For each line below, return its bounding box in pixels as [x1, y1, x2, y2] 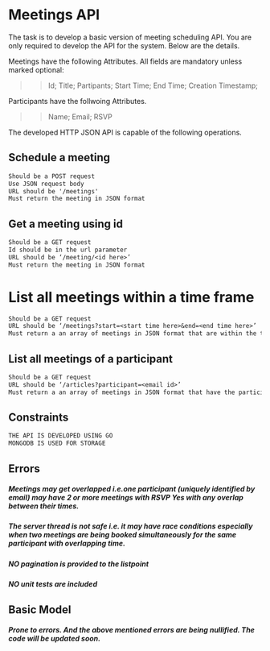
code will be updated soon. [8, 634, 101, 644]
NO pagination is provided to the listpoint [8, 558, 149, 569]
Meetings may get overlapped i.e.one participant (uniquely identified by [8, 484, 256, 494]
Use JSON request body [8, 180, 84, 188]
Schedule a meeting [8, 151, 111, 164]
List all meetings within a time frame [8, 288, 255, 306]
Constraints [8, 410, 69, 424]
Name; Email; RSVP [47, 111, 112, 122]
